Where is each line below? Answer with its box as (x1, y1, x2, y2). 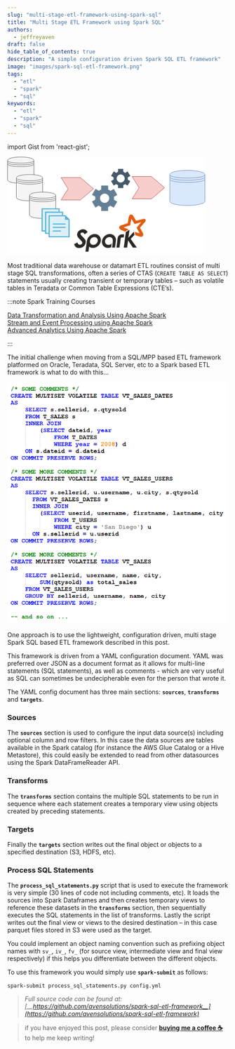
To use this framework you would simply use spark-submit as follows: (7, 968, 208, 977)
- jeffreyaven (13, 34, 55, 41)
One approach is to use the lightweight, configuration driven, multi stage (7, 631, 217, 639)
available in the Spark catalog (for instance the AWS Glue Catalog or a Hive (7, 744, 224, 752)
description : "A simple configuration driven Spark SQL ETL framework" (7, 56, 221, 63)
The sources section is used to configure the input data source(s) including (7, 728, 224, 737)
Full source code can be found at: (24, 995, 123, 1003)
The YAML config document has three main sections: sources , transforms (7, 688, 220, 696)
